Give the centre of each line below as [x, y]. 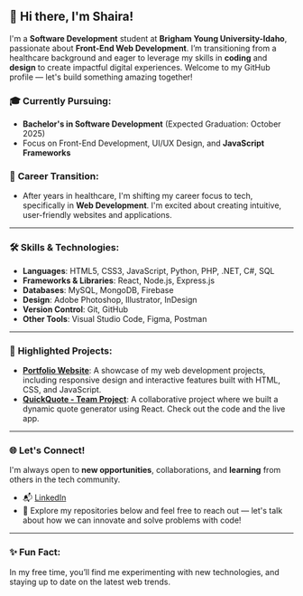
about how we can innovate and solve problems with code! [132, 520]
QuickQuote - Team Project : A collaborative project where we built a [150, 399]
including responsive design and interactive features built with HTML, [151, 380]
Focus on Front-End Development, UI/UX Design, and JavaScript [143, 143]
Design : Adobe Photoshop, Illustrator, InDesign [110, 299]
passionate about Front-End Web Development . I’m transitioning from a [143, 48]
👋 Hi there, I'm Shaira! [71, 17]
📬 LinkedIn [44, 497]
